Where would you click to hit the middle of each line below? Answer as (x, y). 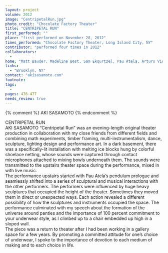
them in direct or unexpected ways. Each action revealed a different (75, 197)
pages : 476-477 (21, 94)
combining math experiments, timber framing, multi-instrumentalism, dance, (83, 139)
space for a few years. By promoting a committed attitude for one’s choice (81, 234)
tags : (11, 84)
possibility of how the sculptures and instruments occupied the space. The (82, 203)
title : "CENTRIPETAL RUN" (32, 29)
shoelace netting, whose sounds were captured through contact (71, 155)
